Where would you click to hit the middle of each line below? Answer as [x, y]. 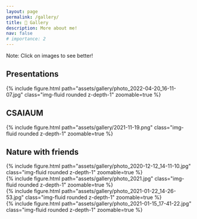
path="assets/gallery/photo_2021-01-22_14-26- [119, 191]
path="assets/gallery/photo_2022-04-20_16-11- [119, 88]
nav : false [19, 34]
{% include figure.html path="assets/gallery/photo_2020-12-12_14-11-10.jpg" [98, 166]
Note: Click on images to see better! [49, 56]
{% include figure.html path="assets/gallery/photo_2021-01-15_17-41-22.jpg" [99, 204]
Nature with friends [43, 152]
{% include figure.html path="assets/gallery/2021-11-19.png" [79, 127]
